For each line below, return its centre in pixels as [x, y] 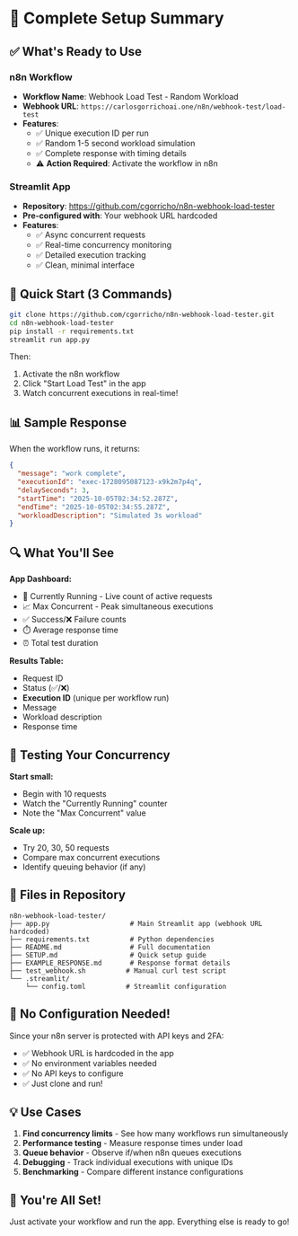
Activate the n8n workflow [71, 374]
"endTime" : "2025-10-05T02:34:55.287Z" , [94, 507]
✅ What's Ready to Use [75, 52]
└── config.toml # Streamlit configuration [126, 986]
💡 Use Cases [46, 1112]
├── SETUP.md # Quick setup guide [108, 955]
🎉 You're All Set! [55, 1200]
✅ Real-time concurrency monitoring [104, 245]
